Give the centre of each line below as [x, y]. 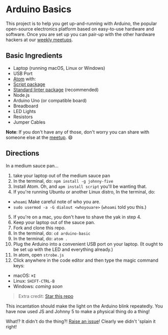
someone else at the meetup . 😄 [39, 137]
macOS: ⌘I [24, 275]
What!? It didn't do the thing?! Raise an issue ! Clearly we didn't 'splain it [81, 321]
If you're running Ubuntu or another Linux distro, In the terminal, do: [84, 191]
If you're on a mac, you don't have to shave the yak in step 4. [77, 217]
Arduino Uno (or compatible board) [50, 100]
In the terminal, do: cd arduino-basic [52, 233]
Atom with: [24, 79]
